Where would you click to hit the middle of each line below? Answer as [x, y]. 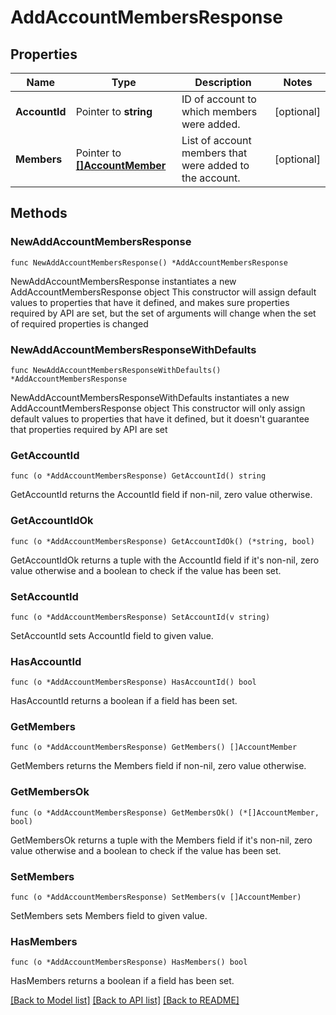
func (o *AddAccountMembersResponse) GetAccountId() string [138, 476]
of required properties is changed [79, 323]
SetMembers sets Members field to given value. [109, 916]
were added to [215, 165]
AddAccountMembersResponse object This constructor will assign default [163, 292]
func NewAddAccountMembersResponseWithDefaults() [116, 370]
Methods [39, 213]
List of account [216, 140]
